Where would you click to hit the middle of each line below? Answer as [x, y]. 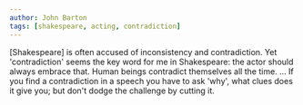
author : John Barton [49, 18]
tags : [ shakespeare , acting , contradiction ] [95, 26]
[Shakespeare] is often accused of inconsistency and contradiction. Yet [143, 52]
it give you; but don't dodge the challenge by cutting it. [112, 91]
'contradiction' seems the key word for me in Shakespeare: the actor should [151, 62]
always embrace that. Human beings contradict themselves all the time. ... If [151, 71]
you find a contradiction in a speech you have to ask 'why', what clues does [151, 81]
